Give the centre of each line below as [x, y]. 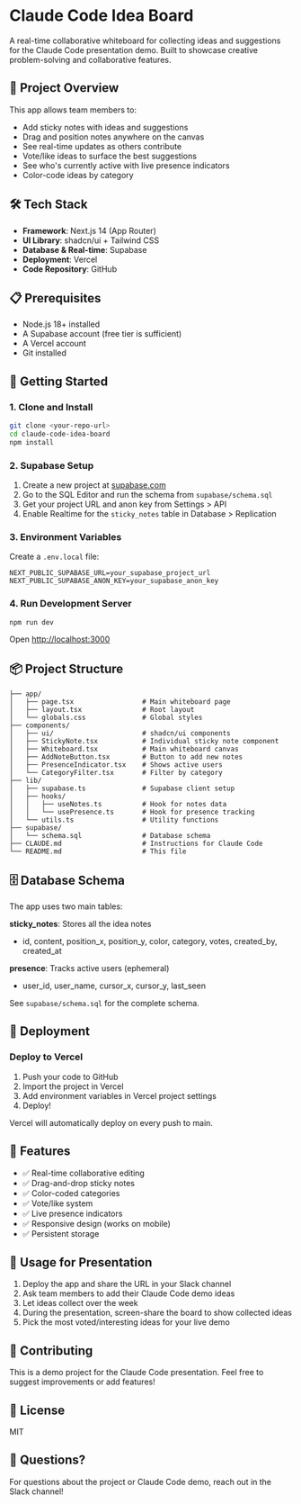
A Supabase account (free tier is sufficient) [102, 334]
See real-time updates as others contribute [102, 146]
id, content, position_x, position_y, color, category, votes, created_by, [150, 941]
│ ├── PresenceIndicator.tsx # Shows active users [116, 765]
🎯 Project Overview [64, 88]
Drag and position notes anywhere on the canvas [113, 137]
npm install [31, 442]
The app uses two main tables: [66, 906]
